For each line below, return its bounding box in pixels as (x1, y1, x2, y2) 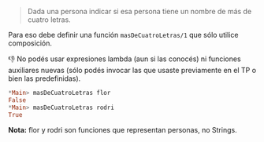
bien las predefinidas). (8, 74, 81, 83)
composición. (8, 38, 53, 48)
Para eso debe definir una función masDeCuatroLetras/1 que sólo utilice (8, 31, 239, 39)
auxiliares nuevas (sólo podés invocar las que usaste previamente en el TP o (8, 66, 257, 75)
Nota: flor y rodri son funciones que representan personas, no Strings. (8, 125, 238, 134)
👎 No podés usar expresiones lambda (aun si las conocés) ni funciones (8, 54, 242, 64)
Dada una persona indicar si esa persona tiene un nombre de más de (27, 7, 252, 16)
